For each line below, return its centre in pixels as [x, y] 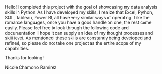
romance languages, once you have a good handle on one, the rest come [78, 22]
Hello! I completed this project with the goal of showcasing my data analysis [81, 7]
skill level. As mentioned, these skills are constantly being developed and [78, 38]
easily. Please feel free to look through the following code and [67, 28]
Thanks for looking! [24, 58]
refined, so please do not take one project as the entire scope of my [73, 43]
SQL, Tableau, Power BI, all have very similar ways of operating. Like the [77, 17]
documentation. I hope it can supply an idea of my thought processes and [79, 33]
